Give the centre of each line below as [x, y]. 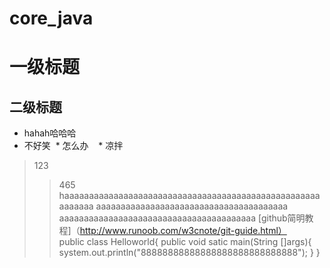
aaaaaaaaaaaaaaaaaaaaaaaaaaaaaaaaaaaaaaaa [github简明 [182, 218]
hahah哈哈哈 [50, 133]
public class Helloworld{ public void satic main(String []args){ [185, 242]
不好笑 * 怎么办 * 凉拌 [73, 146]
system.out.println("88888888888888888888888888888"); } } [189, 253]
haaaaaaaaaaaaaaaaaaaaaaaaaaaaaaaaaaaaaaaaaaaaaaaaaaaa [189, 196]
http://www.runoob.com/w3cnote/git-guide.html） [183, 231]
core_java [51, 18]
